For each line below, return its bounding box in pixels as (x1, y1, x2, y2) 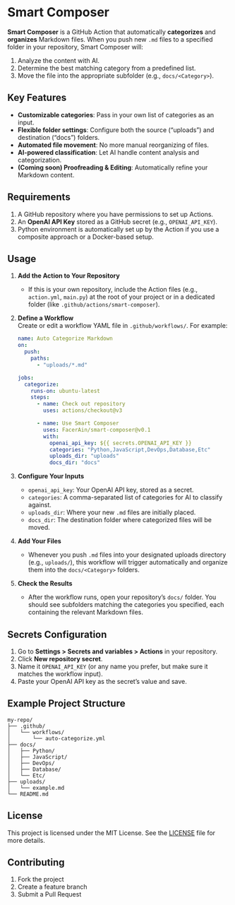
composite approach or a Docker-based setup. (17, 232, 154, 241)
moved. (28, 524, 51, 532)
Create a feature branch (17, 882, 88, 891)
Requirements (7, 191, 71, 203)
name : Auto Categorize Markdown (17, 335, 113, 343)
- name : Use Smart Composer (36, 420, 119, 427)
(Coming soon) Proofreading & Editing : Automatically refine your (17, 163, 208, 172)
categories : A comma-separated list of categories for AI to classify (28, 493, 223, 502)
